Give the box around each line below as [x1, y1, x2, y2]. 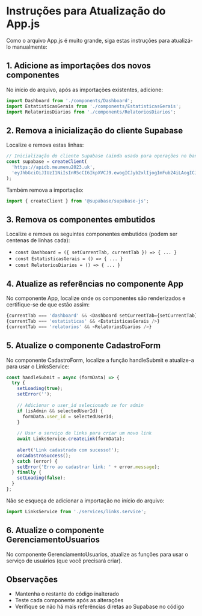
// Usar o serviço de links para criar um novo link [17, 430, 152, 436]
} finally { [11, 469, 42, 475]
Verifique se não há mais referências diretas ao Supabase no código [14, 603, 185, 611]
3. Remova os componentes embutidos [6, 215, 156, 225]
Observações [6, 574, 58, 584]
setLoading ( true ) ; [17, 386, 63, 392]
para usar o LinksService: [6, 362, 70, 370]
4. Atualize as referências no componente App [6, 278, 184, 289]
